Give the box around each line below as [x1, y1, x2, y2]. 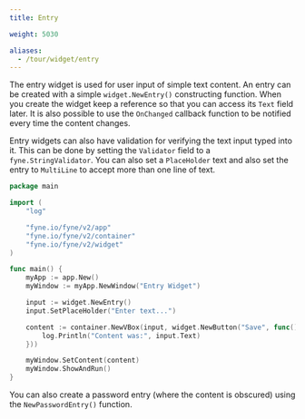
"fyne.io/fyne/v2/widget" [25, 239, 124, 249]
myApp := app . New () [25, 273, 100, 282]
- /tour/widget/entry [17, 54, 100, 63]
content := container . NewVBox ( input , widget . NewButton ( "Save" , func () [25, 323, 299, 332]
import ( [9, 199, 43, 208]
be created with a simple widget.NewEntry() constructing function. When [9, 89, 281, 100]
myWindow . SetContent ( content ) [25, 356, 141, 365]
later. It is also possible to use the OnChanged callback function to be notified [9, 108, 292, 119]
